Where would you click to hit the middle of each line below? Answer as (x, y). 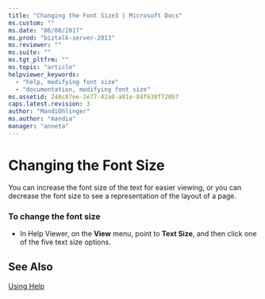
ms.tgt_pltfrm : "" (38, 60)
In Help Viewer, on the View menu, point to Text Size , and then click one (138, 233)
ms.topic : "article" (42, 67)
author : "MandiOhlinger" (49, 112)
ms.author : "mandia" (42, 119)
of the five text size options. (65, 242)
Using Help (27, 286)
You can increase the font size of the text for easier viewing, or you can (125, 187)
